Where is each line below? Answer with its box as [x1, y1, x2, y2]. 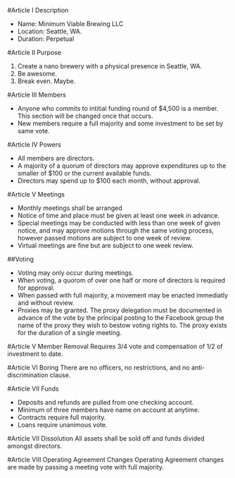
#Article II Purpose [7, 49, 62, 56]
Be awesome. [17, 70, 58, 78]
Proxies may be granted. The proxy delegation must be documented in [17, 306, 222, 314]
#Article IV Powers [7, 140, 61, 149]
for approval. [17, 283, 55, 292]
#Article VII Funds [7, 384, 59, 393]
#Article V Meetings [7, 190, 65, 198]
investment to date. [7, 350, 63, 358]
